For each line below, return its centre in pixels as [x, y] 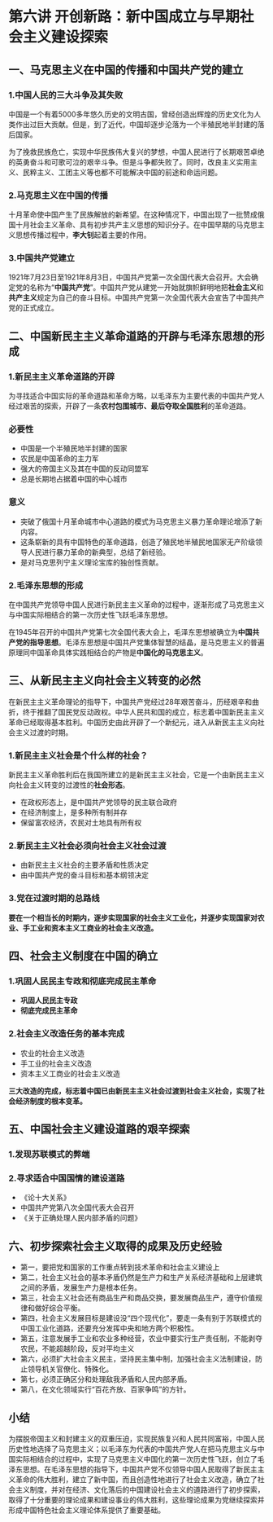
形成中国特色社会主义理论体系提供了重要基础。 [87, 1510]
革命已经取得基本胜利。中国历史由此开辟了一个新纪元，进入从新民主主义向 [133, 722]
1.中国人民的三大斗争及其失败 [66, 95]
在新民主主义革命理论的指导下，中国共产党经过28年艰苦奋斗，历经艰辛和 [130, 702]
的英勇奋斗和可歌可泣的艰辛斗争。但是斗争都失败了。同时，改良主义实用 [129, 162]
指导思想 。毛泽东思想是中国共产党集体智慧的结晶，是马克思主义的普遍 [147, 642]
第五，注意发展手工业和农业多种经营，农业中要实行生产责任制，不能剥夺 [141, 1339]
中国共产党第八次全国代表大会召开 [77, 1207]
